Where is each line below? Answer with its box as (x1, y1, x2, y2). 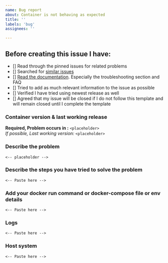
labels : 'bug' (5, 21, 35, 27)
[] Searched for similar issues (12, 68, 74, 74)
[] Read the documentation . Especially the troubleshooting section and (12, 74, 160, 80)
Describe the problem (5, 143, 60, 150)
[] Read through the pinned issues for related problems (12, 63, 128, 69)
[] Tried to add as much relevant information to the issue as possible (12, 84, 155, 90)
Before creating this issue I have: (5, 49, 111, 58)
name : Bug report (5, 7, 42, 13)
